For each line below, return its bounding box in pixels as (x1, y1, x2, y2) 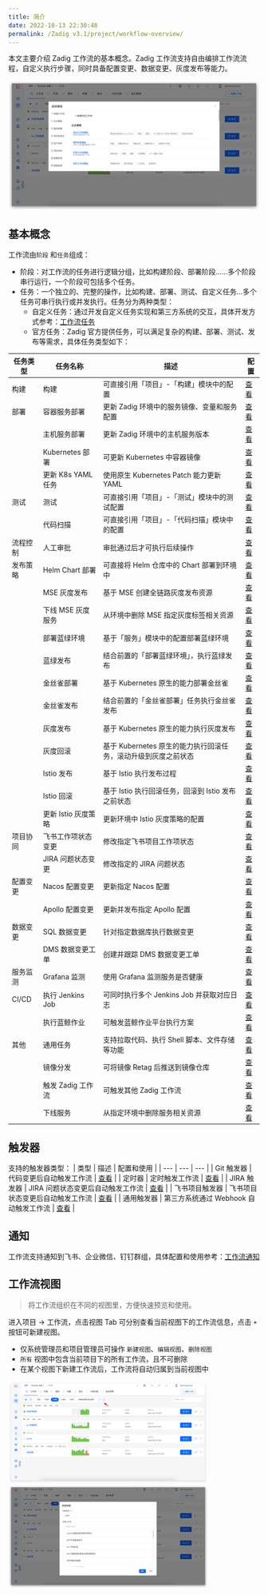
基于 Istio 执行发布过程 (102, 768, 177, 779)
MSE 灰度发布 (42, 588, 89, 597)
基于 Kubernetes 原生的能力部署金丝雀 (102, 678, 229, 688)
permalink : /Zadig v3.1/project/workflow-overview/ (8, 30, 183, 38)
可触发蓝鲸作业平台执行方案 (102, 1017, 194, 1027)
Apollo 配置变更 (42, 904, 94, 914)
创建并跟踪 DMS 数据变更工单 (102, 950, 200, 959)
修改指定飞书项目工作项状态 (102, 836, 194, 846)
